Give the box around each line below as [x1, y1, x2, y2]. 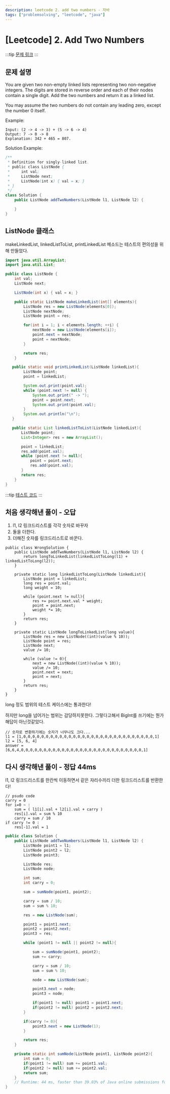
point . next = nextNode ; [32, 332, 82, 337]
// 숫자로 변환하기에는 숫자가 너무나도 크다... [5, 730, 91, 735]
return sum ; [23, 1070, 49, 1075]
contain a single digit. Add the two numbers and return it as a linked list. [5, 92, 155, 99]
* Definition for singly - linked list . [7, 160, 90, 165]
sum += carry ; [32, 954, 62, 959]
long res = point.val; [23, 581, 71, 586]
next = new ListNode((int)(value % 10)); [32, 661, 121, 666]
